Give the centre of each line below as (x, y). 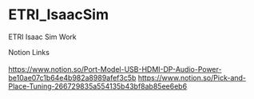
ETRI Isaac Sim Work (43, 37)
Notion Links (29, 52)
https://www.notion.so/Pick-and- (192, 77)
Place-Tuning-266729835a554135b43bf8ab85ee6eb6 (98, 86)
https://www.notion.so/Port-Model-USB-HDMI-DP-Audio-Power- (115, 69)
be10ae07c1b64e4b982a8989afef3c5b (72, 77)
